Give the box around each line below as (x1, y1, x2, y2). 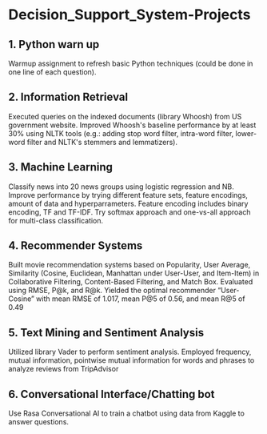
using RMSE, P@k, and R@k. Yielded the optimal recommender (8, 286, 217, 295)
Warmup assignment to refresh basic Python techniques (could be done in (8, 58, 253, 68)
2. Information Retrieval (8, 90, 129, 104)
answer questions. (8, 417, 70, 427)
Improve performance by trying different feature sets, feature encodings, (8, 190, 248, 199)
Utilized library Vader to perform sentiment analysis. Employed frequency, (8, 347, 252, 357)
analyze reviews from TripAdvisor (8, 364, 119, 374)
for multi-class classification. (8, 215, 104, 225)
